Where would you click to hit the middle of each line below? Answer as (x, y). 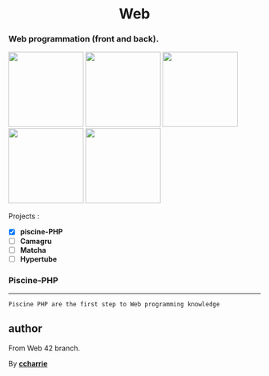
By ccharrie (28, 363)
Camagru (36, 241)
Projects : (24, 216)
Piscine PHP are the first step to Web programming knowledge (114, 305)
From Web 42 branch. (44, 348)
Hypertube (38, 259)
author (25, 329)
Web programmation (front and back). (84, 39)
